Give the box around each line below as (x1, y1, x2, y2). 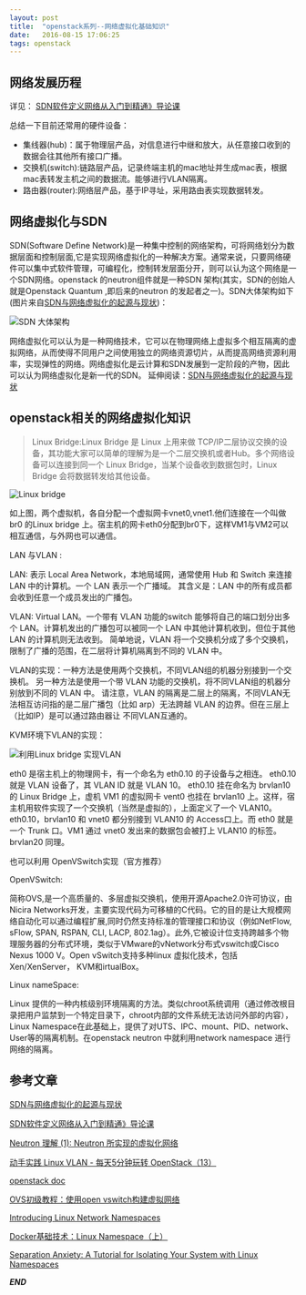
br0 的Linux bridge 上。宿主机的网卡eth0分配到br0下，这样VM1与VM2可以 (9, 518, 290, 529)
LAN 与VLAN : (9, 549, 62, 560)
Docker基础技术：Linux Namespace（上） (9, 1230, 168, 1241)
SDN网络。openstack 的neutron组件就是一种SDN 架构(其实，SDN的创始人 (16, 274, 296, 285)
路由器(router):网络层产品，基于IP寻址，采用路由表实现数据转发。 (22, 185, 269, 196)
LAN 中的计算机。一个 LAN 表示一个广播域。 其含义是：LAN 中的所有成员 (9, 580, 285, 591)
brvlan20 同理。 (9, 836, 70, 847)
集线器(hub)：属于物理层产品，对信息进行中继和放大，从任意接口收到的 (22, 139, 291, 150)
